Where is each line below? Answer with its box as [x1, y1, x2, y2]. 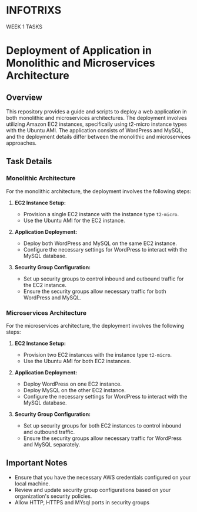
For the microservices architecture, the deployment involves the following [6, 322, 184, 329]
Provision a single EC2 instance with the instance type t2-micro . [23, 210, 179, 217]
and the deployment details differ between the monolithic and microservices [6, 133, 191, 140]
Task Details [6, 156, 52, 167]
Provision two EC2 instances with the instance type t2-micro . [23, 351, 172, 358]
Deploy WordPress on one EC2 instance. [23, 380, 122, 387]
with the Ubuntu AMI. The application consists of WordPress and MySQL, [6, 126, 183, 133]
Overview [6, 92, 43, 102]
